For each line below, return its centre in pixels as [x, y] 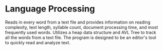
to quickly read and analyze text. [38, 42]
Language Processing [50, 9]
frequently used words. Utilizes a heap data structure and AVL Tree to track [81, 32]
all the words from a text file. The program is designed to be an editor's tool [81, 37]
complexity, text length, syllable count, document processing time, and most [81, 27]
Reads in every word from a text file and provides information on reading [78, 22]
